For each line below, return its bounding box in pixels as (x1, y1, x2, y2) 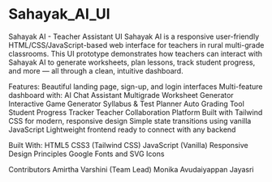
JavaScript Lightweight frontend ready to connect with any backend (8, 125, 236, 134)
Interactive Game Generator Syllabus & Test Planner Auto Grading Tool (8, 99, 245, 108)
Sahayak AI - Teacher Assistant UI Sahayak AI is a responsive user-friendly (8, 32, 260, 41)
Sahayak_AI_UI (8, 5, 111, 23)
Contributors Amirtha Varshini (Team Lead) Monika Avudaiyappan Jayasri (8, 164, 254, 174)
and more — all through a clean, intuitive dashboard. (8, 66, 184, 75)
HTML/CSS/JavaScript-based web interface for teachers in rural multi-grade (8, 40, 265, 49)
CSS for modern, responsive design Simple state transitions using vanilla (8, 116, 252, 125)
